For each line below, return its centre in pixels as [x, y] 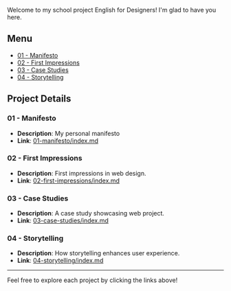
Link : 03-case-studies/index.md [63, 221]
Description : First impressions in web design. [81, 173]
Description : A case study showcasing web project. [91, 213]
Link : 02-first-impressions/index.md [68, 181]
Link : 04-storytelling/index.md [60, 261]
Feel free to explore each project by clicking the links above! [92, 280]
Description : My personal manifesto [68, 133]
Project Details [39, 99]
